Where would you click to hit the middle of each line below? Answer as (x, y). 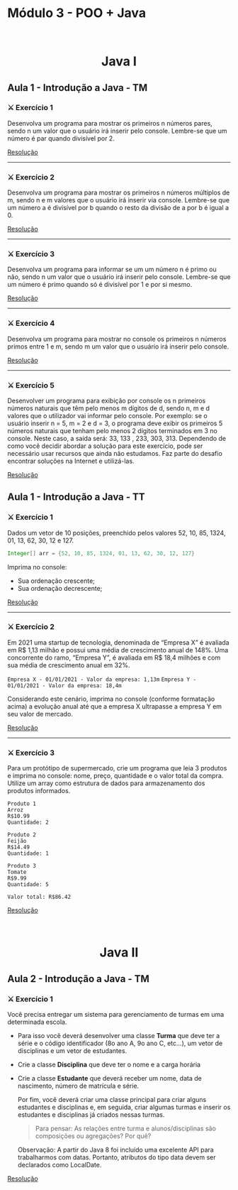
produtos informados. (39, 791)
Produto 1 (22, 804)
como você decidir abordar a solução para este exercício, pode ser (105, 446)
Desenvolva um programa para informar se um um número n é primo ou (112, 269)
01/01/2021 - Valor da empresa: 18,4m (64, 686)
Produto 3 (22, 866)
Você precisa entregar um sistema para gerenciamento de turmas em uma (116, 1015)
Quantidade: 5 (28, 885)
